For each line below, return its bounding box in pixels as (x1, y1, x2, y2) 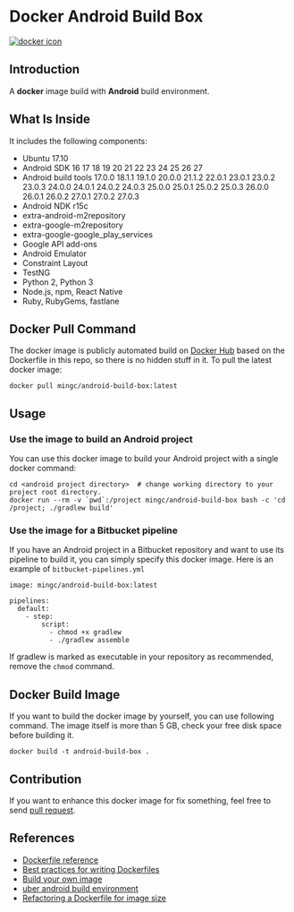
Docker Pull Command (9, 321, 137, 337)
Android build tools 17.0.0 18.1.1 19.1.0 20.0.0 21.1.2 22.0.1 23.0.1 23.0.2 (21, 172, 275, 183)
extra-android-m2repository (21, 210, 127, 220)
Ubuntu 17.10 (21, 152, 69, 163)
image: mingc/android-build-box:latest (9, 581, 158, 590)
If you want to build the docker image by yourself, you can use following (9, 710, 274, 722)
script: (41, 620, 70, 629)
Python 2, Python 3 (21, 276, 94, 288)
